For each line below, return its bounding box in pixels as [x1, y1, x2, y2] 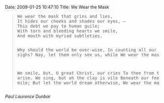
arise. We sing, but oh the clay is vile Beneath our [17, 75, 149, 81]
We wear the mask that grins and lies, [17, 14, 113, 19]
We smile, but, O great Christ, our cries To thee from [17, 70, 154, 76]
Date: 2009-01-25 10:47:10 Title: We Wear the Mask [5, 4, 109, 10]
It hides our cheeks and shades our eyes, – [17, 19, 126, 24]
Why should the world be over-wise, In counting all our [17, 47, 157, 53]
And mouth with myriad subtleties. [17, 33, 103, 39]
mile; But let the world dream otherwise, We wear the [17, 80, 152, 85]
